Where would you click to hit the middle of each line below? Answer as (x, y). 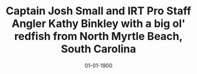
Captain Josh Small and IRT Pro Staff (98, 11)
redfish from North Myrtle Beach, (98, 36)
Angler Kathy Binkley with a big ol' (98, 24)
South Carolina (98, 49)
